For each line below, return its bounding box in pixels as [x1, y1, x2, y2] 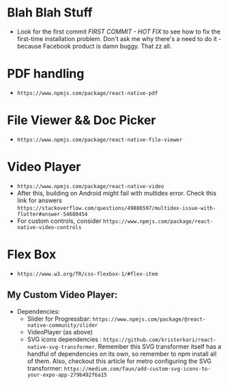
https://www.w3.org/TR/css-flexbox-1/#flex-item [16, 270, 158, 278]
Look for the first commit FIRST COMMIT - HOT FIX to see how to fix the [16, 27, 220, 36]
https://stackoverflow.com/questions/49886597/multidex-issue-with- [16, 204, 216, 211]
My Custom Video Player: [7, 289, 118, 301]
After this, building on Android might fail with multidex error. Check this [16, 189, 217, 197]
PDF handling [7, 66, 85, 81]
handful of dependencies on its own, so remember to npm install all [27, 349, 217, 358]
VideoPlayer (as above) [27, 328, 94, 336]
